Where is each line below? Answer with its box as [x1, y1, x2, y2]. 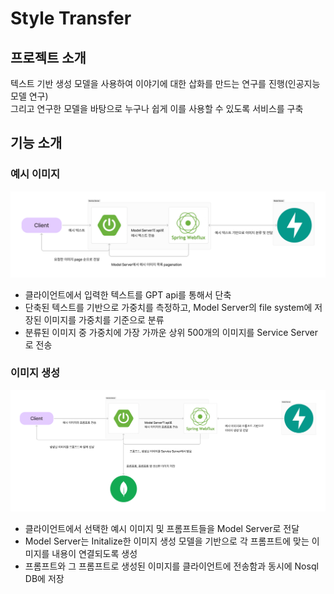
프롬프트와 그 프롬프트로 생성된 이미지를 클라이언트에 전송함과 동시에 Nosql [24, 560, 319, 572]
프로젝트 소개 [10, 49, 87, 66]
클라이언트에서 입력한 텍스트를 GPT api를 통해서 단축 [24, 288, 232, 301]
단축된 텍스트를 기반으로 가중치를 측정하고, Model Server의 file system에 [24, 301, 313, 313]
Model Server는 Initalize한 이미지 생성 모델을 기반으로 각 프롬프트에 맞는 [24, 535, 310, 547]
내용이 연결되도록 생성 [51, 548, 138, 560]
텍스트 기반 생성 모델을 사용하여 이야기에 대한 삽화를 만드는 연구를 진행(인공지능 [10, 78, 321, 89]
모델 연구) [10, 90, 49, 102]
